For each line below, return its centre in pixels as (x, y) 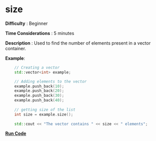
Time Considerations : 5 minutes (40, 33)
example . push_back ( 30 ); (39, 96)
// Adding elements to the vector (50, 81)
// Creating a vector (37, 67)
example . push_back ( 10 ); (39, 86)
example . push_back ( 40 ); (39, 100)
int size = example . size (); (44, 114)
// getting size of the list (45, 110)
